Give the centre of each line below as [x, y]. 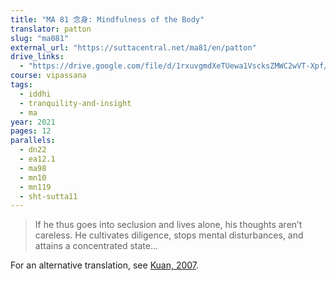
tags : [21, 85]
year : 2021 [33, 122]
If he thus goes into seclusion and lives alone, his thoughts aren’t [168, 225]
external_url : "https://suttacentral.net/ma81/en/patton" [133, 47]
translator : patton [51, 29]
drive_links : [37, 57]
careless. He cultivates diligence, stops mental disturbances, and [169, 235]
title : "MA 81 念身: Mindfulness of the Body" [107, 19]
